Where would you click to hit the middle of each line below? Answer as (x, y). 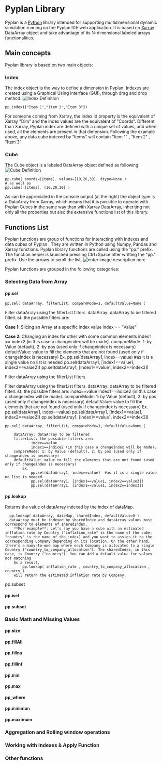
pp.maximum (19, 719)
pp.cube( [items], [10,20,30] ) (37, 188)
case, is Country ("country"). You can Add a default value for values (79, 554)
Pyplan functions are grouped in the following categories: (62, 269)
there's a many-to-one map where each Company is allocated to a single (80, 546)
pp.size (13, 631)
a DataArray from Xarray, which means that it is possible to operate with (77, 202)
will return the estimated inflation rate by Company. (70, 575)
